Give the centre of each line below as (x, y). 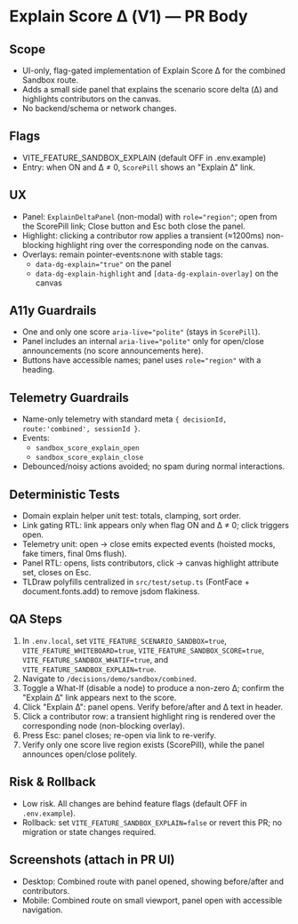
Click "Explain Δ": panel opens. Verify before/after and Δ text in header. (152, 707)
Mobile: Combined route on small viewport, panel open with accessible (152, 900)
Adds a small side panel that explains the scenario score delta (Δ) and (150, 89)
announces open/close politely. (80, 754)
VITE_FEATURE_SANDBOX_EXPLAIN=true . (89, 669)
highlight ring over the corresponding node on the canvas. (163, 245)
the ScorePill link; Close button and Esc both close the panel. (134, 226)
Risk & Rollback (52, 782)
